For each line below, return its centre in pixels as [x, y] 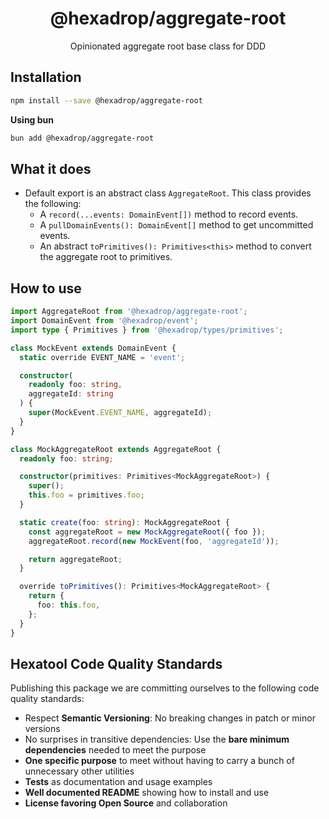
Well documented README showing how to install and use [147, 793]
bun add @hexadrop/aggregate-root [82, 138]
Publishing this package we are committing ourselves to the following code [165, 688]
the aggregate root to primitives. [106, 257]
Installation [46, 77]
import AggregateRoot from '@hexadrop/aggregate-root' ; [129, 312]
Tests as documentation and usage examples [118, 782]
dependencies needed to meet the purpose [115, 750]
